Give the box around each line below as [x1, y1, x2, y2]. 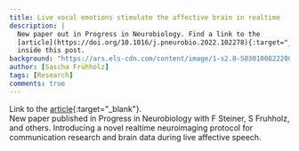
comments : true [9, 79, 66, 88]
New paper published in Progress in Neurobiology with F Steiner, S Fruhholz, [9, 113, 290, 123]
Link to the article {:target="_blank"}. [9, 103, 142, 114]
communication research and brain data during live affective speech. [9, 131, 262, 142]
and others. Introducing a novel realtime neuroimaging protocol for [9, 122, 254, 133]
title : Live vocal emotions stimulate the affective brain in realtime [9, 12, 280, 22]
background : [9, 54, 53, 63]
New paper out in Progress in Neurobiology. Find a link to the [17, 29, 261, 38]
